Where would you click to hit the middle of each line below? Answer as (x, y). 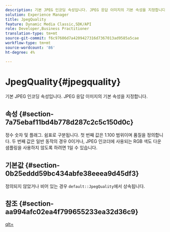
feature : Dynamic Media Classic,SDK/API (49, 24)
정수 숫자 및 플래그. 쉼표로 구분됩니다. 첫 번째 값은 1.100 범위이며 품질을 (75, 135)
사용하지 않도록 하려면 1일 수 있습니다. (60, 148)
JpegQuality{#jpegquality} (63, 82)
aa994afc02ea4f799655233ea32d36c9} (72, 212)
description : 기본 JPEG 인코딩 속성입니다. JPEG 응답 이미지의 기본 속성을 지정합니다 (86, 10)
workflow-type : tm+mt (28, 43)
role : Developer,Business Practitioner (47, 29)
